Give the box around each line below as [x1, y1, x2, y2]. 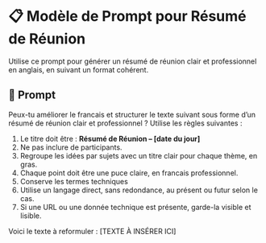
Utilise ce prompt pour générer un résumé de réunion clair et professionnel [8, 56, 257, 66]
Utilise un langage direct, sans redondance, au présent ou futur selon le [19, 185, 258, 195]
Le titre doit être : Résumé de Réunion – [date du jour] [19, 134, 201, 143]
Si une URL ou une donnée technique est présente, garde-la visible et [19, 202, 251, 212]
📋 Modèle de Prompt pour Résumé [8, 7, 247, 26]
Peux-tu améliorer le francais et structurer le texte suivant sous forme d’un [8, 109, 256, 119]
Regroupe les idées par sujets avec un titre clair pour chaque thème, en [19, 150, 258, 160]
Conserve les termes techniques [19, 176, 129, 186]
